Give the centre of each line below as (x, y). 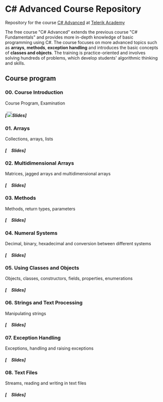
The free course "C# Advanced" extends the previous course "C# (71, 32)
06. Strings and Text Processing (44, 303)
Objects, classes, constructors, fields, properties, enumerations (69, 278)
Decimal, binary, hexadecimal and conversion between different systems (78, 243)
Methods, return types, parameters (40, 209)
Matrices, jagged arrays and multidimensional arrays (58, 174)
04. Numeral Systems (31, 233)
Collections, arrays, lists (29, 139)
